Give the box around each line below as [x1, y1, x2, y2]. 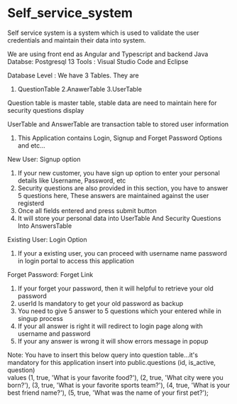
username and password [17, 329, 91, 338]
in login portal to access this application [17, 256, 135, 265]
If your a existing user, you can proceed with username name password [17, 249, 227, 257]
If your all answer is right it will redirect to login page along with [17, 322, 204, 330]
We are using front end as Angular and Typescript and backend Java [7, 50, 209, 58]
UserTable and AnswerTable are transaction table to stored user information [7, 119, 229, 129]
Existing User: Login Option [7, 235, 87, 244]
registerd [17, 199, 45, 207]
